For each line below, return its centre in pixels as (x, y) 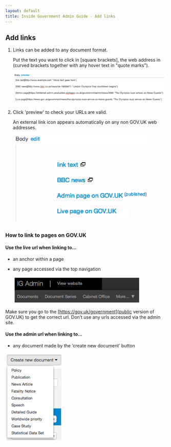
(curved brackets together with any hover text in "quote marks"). (81, 65)
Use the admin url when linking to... (44, 334)
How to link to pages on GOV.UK (46, 235)
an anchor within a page (38, 259)
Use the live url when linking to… (41, 247)
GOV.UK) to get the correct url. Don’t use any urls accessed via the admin (83, 317)
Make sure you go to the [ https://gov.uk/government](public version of (80, 312)
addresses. (25, 128)
